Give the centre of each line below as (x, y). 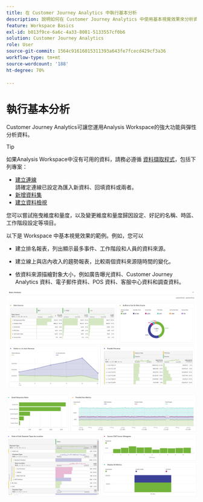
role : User (20, 45)
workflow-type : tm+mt (34, 58)
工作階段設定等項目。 (33, 223)
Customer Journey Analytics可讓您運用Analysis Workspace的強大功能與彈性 (101, 127)
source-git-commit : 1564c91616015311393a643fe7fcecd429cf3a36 (86, 51)
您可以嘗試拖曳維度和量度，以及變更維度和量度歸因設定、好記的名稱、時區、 (101, 216)
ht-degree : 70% (25, 70)
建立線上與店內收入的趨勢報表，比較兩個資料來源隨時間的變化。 (94, 262)
